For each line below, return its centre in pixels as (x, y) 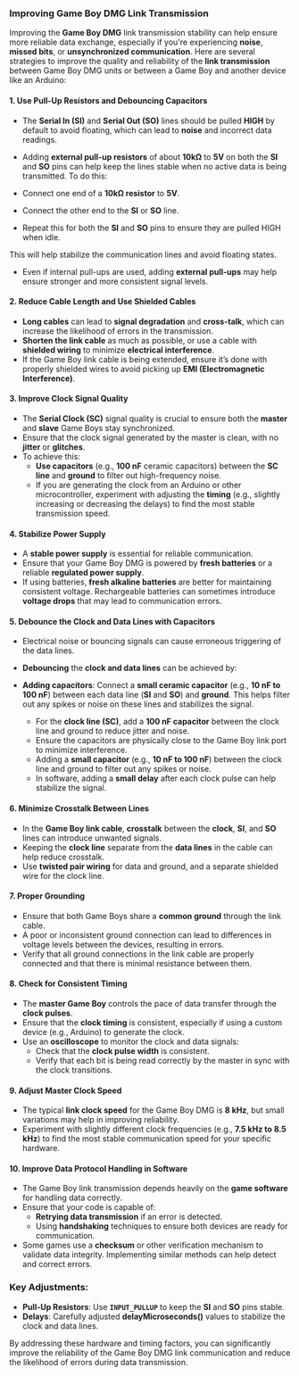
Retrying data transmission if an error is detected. (129, 1217)
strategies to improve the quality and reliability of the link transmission (140, 62)
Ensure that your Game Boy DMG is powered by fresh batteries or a (147, 563)
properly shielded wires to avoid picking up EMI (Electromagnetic (143, 369)
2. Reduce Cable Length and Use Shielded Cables (103, 302)
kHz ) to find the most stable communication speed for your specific (147, 1139)
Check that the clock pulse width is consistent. (122, 1050)
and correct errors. (57, 1264)
